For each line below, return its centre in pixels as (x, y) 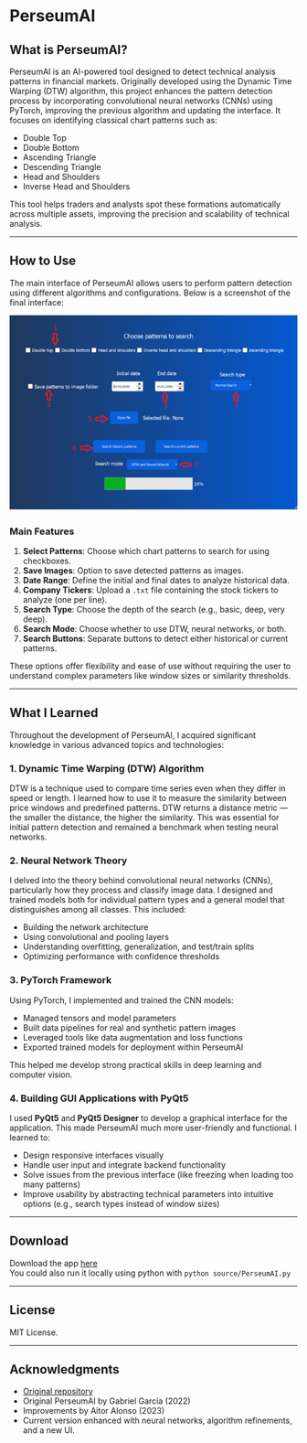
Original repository (58, 1392)
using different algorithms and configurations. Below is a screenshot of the (150, 293)
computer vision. (41, 1074)
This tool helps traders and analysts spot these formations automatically (145, 204)
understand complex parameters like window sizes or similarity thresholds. (150, 676)
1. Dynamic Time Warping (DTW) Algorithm (107, 768)
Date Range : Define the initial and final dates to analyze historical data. (156, 581)
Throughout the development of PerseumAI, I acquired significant (133, 735)
